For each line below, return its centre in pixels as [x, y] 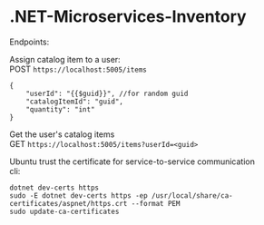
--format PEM [156, 203]
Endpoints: [29, 42]
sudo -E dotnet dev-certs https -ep [78, 196]
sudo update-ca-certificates [64, 211]
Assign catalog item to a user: [65, 59]
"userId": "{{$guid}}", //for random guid [107, 93]
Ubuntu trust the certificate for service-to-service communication [132, 161]
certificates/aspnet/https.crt [68, 203]
